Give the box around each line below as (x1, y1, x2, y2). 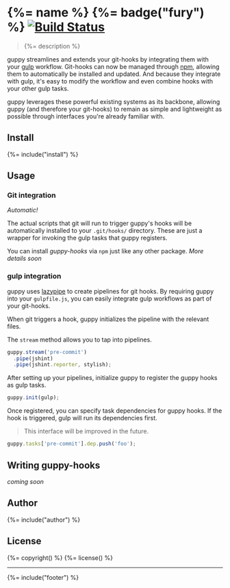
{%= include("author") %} (7, 515, 81, 524)
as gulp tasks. (7, 381, 47, 389)
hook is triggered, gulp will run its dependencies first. (7, 414, 157, 422)
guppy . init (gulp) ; (7, 394, 60, 401)
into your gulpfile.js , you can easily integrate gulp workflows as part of (7, 294, 212, 303)
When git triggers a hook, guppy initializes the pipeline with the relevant (7, 315, 209, 323)
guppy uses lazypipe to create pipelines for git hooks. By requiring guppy (7, 287, 214, 295)
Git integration (7, 190, 56, 200)
